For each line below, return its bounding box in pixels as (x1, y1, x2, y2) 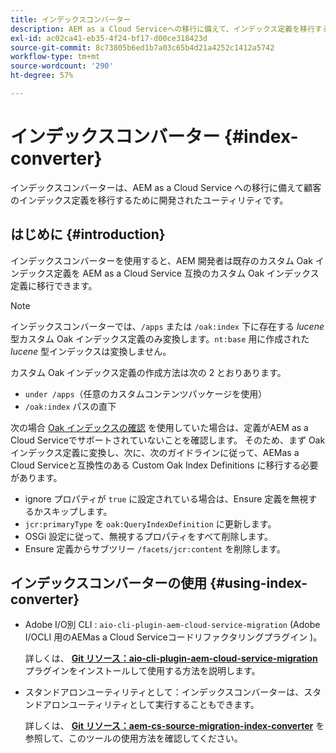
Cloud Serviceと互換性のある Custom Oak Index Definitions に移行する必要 (10, 459, 319, 471)
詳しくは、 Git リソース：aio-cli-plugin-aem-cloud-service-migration (24, 652, 318, 665)
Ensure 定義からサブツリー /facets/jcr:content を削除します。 (24, 542, 286, 555)
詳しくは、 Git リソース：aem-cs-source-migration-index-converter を (24, 720, 325, 732)
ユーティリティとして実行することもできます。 (68, 699, 260, 711)
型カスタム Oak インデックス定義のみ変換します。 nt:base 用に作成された (10, 332, 310, 345)
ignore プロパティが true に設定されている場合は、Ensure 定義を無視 (24, 492, 309, 505)
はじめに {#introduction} (10, 226, 166, 243)
